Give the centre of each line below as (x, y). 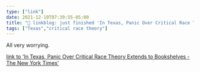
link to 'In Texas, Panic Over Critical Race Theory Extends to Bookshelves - (98, 57)
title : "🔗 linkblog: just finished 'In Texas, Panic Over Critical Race (98, 23)
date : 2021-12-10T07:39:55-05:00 (48, 17)
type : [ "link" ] (25, 12)
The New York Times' (33, 63)
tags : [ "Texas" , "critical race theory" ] (57, 28)
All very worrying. (28, 45)
